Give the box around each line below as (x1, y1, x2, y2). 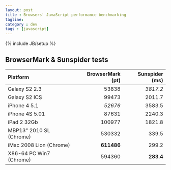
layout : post (5, 7, 33, 13)
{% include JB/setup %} (5, 40, 56, 46)
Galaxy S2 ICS (8, 93, 42, 101)
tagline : (5, 17, 24, 22)
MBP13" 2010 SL (8, 127, 50, 134)
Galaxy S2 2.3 (8, 85, 42, 92)
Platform (8, 74, 30, 81)
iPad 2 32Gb (8, 118, 38, 126)
